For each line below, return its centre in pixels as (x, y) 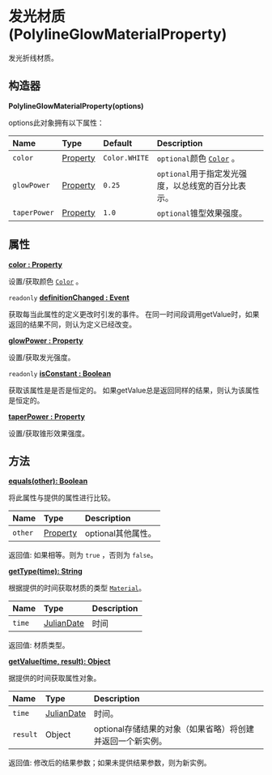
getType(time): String (45, 572)
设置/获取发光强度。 (42, 357)
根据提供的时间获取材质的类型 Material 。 (77, 588)
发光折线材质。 (33, 58)
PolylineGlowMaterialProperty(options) (76, 105)
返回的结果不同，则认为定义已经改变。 (72, 324)
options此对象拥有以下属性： (56, 122)
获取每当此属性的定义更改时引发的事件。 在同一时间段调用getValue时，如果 (134, 314)
